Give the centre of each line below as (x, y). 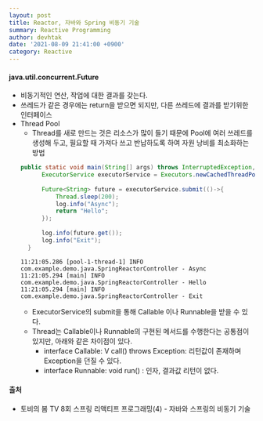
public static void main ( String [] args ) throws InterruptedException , (138, 168)
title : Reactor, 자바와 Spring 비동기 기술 (74, 23)
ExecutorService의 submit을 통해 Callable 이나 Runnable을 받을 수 (136, 311)
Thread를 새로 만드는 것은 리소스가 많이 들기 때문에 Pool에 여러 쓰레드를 (142, 133)
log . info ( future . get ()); (82, 233)
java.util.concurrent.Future (54, 77)
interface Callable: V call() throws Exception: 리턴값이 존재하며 (142, 350)
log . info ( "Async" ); (87, 204)
